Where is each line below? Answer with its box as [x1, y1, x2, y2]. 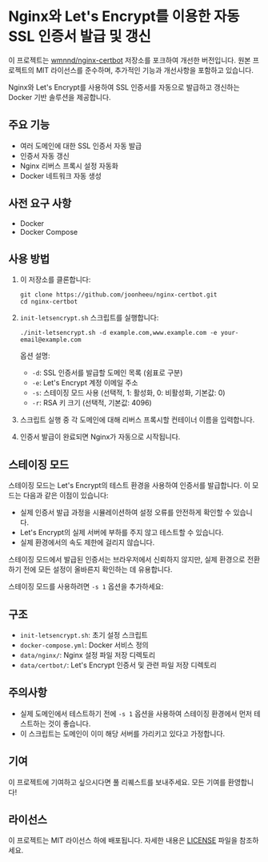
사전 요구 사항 [8, 197, 72, 211]
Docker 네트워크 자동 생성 [19, 171, 102, 180]
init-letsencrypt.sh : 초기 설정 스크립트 [19, 630, 148, 639]
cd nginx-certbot [19, 298, 78, 306]
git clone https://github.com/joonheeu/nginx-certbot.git [19, 291, 218, 299]
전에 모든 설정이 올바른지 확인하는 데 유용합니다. [22, 565, 173, 574]
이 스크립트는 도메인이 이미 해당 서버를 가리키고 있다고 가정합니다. [19, 728, 226, 738]
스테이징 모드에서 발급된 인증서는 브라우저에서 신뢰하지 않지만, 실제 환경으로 [8, 554, 246, 565]
